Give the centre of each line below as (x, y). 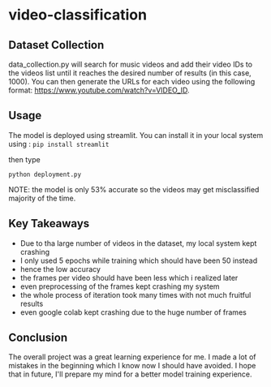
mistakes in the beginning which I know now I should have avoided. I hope (132, 366)
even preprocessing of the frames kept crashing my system (120, 286)
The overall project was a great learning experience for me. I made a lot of (132, 357)
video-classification (78, 15)
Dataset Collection (56, 45)
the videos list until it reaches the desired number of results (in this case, (130, 73)
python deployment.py (45, 174)
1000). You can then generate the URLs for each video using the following (132, 82)
